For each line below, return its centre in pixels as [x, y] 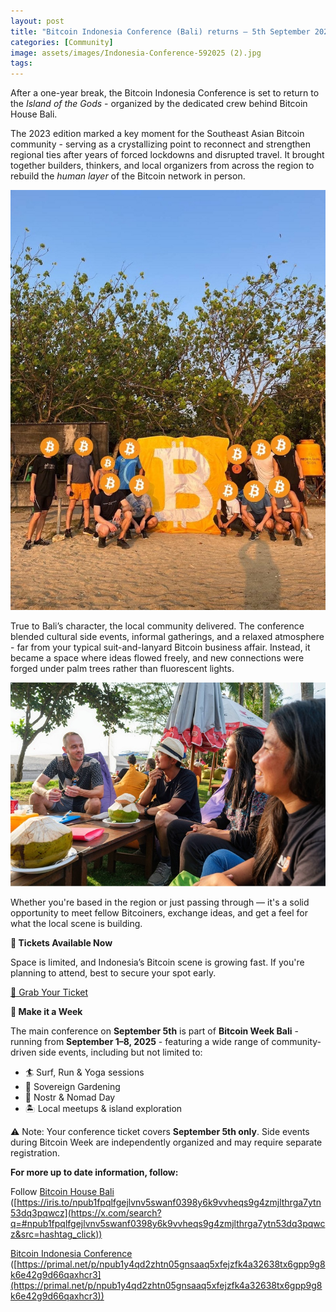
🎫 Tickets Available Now [61, 942]
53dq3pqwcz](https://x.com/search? [86, 1212]
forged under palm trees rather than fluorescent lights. [122, 669]
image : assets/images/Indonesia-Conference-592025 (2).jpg [136, 53]
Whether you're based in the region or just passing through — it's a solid [160, 902]
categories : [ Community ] [62, 42]
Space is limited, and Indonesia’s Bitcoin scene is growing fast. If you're [157, 962]
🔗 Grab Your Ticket [49, 992]
